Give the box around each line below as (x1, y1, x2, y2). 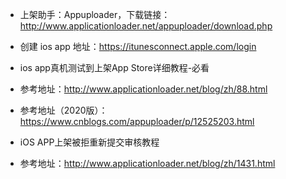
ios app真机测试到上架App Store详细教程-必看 (19, 62, 210, 73)
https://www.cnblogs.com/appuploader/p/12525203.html (19, 116, 255, 127)
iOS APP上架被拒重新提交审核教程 (19, 136, 160, 148)
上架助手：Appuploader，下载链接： (19, 9, 171, 20)
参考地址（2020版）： (19, 104, 108, 116)
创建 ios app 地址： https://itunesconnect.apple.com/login (19, 41, 257, 52)
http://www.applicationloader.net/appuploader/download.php (19, 20, 273, 32)
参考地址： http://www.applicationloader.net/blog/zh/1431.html (19, 158, 276, 169)
